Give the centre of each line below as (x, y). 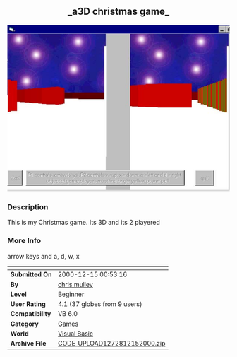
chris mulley (75, 284)
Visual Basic (75, 333)
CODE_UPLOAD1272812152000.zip (111, 344)
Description (28, 206)
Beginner (71, 294)
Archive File (28, 344)
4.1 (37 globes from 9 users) (100, 304)
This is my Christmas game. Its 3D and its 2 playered (84, 223)
